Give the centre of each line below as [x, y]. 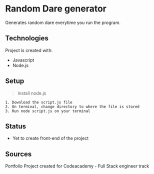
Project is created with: [29, 50]
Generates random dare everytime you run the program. [63, 22]
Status [16, 126]
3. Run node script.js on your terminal [48, 111]
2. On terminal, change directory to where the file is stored [72, 106]
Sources [18, 154]
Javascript [23, 60]
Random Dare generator [56, 9]
